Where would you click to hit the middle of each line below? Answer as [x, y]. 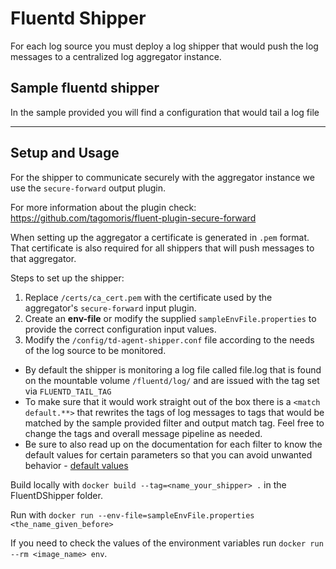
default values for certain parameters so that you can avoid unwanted [168, 454]
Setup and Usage [65, 153]
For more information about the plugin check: [103, 207]
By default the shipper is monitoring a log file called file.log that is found [173, 369]
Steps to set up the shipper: [67, 278]
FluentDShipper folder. [56, 495]
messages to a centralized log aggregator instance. [116, 56]
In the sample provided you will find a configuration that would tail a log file [165, 112]
